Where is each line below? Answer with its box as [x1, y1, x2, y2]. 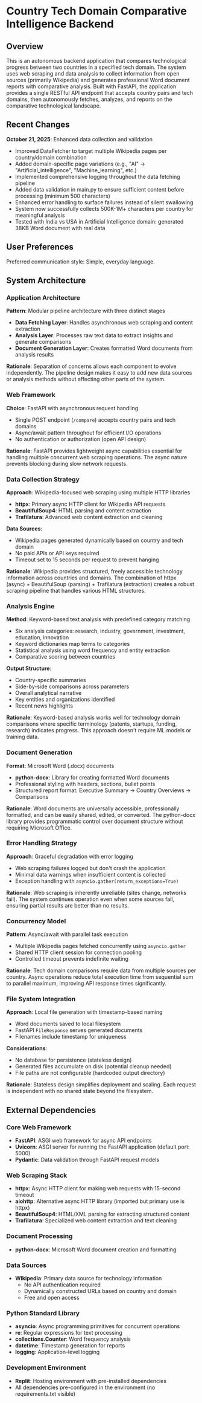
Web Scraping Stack [6, 1171, 68, 1179]
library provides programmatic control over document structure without [6, 818, 183, 825]
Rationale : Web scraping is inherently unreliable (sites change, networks [6, 889, 187, 896]
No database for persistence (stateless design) [14, 1056, 132, 1064]
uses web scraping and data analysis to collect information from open [6, 70, 180, 77]
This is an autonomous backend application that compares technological [6, 57, 187, 64]
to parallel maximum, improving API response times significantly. [6, 980, 167, 987]
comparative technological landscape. [6, 102, 101, 109]
